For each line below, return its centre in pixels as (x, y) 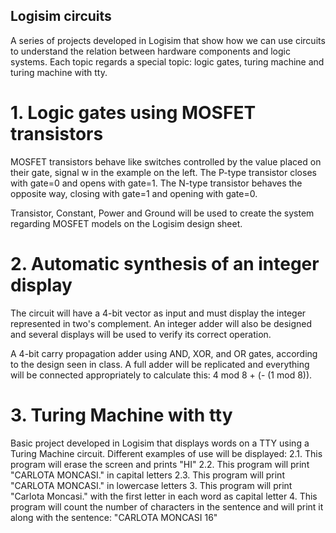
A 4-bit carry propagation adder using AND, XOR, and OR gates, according (164, 353)
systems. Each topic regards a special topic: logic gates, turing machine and (167, 61)
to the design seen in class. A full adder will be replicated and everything (160, 364)
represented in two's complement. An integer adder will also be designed (161, 323)
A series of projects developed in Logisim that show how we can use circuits (168, 40)
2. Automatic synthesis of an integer (165, 263)
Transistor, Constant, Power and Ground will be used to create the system (162, 213)
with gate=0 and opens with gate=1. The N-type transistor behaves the (156, 183)
